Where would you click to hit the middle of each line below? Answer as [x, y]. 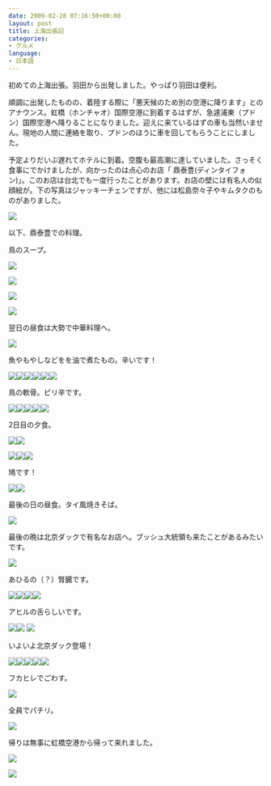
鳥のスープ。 [30, 249]
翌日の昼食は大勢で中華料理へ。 [61, 327]
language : [25, 53]
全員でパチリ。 [33, 710]
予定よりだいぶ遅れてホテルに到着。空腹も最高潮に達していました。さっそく [135, 159]
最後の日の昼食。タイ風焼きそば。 [65, 504]
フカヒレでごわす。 [40, 678]
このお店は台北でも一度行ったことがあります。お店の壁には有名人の [142, 180]
